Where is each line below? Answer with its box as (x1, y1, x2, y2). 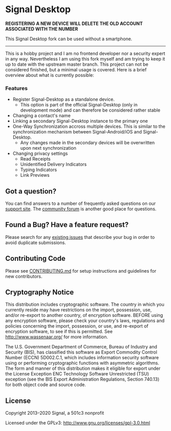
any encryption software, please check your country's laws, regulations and (5, 317, 165, 324)
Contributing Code (5, 254, 66, 263)
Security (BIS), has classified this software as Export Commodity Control (5, 349, 158, 355)
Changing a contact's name (12, 113, 71, 119)
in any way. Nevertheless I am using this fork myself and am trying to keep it (5, 56, 165, 62)
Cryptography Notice (5, 288, 74, 297)
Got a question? (5, 187, 57, 196)
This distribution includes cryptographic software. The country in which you (5, 302, 164, 308)
